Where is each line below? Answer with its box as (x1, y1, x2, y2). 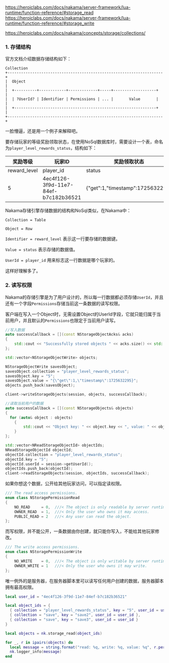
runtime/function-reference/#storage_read (5, 10, 94, 16)
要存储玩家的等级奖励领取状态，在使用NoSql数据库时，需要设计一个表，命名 (5, 139, 163, 145)
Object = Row (5, 226, 33, 232)
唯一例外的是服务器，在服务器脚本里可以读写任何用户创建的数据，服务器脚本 (5, 578, 164, 584)
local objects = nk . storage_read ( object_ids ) (5, 631, 102, 636)
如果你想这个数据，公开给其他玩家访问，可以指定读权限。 (5, 481, 124, 487)
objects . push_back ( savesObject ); (5, 383, 75, 388)
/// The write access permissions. (5, 545, 80, 550)
